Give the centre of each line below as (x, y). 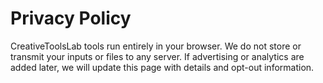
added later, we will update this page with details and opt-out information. (162, 67)
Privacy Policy (71, 18)
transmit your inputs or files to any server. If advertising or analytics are (157, 56)
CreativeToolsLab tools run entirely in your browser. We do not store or (156, 46)
